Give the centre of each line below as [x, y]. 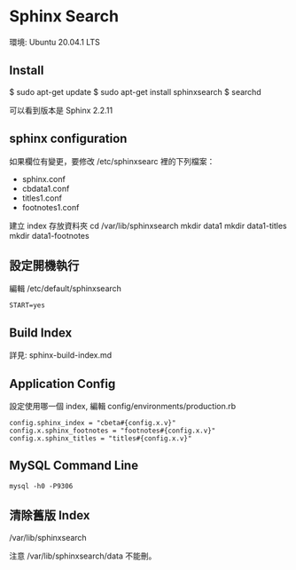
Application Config [62, 384]
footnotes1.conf [51, 207]
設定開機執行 [44, 265]
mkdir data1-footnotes [50, 235]
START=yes [27, 305]
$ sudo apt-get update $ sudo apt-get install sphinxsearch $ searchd [135, 91]
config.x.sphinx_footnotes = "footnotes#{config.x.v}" [113, 431]
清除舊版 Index [50, 515]
